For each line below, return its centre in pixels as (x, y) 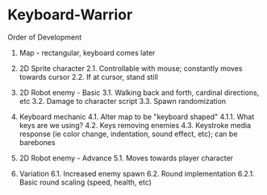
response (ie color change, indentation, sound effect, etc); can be (128, 134)
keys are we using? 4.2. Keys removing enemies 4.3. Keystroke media (135, 125)
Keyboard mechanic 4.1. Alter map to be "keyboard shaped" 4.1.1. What (137, 116)
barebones (37, 142)
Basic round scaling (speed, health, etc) (86, 182)
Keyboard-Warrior (70, 15)
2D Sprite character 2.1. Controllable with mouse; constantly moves (131, 68)
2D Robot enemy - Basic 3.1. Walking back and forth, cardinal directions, (139, 92)
